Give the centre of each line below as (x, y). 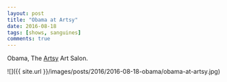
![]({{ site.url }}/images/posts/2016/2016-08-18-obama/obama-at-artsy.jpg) (114, 72)
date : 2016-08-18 (32, 26)
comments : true (29, 39)
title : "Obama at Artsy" (43, 20)
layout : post (26, 13)
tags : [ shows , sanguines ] (44, 32)
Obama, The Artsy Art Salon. (48, 58)
